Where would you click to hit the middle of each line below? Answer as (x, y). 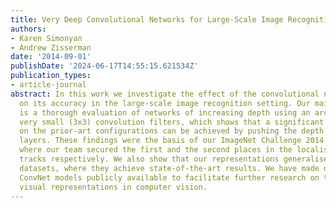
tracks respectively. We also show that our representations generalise (174, 159)
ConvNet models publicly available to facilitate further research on (169, 177)
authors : (28, 29)
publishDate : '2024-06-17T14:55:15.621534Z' (104, 66)
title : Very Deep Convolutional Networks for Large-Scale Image (147, 19)
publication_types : (51, 76)
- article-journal (48, 85)
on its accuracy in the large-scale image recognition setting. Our (165, 103)
